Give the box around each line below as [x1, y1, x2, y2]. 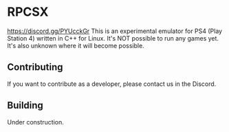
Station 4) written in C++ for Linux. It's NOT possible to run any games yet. [7, 34, 219, 42]
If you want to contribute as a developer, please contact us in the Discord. [7, 80, 217, 88]
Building [7, 100, 43, 111]
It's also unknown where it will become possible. [7, 41, 144, 49]
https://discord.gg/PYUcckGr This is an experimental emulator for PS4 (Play [7, 27, 222, 35]
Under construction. [7, 118, 64, 126]
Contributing [7, 61, 63, 73]
